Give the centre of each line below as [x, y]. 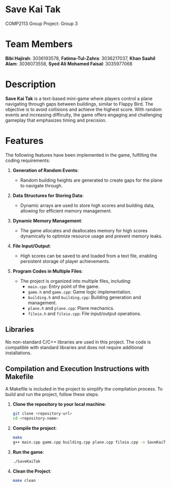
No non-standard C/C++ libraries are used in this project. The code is [78, 342]
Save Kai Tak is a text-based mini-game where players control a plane [79, 99]
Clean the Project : [32, 471]
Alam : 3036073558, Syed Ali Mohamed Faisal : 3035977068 [69, 64]
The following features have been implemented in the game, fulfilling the [81, 155]
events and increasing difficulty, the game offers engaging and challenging [84, 115]
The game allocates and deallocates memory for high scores [84, 230]
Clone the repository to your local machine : [59, 404]
